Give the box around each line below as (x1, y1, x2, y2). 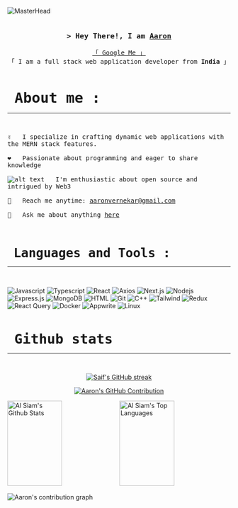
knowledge (7, 161, 41, 169)
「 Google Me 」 (91, 48, 147, 57)
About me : (14, 89, 101, 107)
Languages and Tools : (13, 245, 171, 261)
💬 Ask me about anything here (7, 210, 120, 219)
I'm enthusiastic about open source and (55, 175, 198, 184)
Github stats (13, 330, 113, 347)
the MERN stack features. (7, 140, 98, 148)
